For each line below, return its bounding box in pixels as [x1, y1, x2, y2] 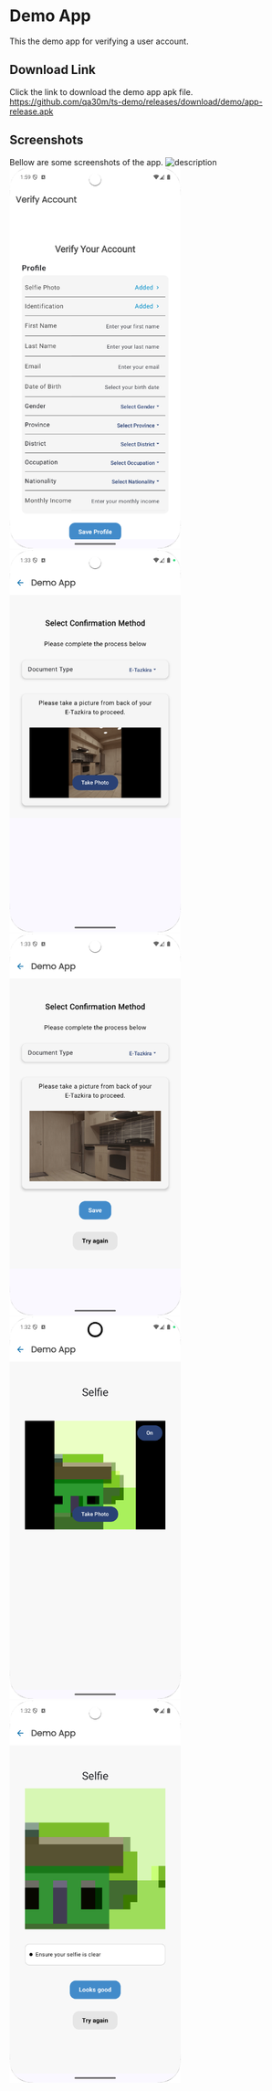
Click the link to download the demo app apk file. [9, 86, 194, 97]
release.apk [9, 106, 54, 117]
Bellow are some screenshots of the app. [9, 156, 164, 167]
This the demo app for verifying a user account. [9, 36, 189, 47]
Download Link [9, 62, 96, 78]
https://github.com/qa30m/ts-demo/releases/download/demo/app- [9, 96, 263, 107]
